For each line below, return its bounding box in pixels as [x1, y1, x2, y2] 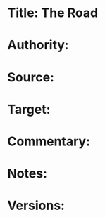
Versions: [7, 198, 66, 213]
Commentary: [7, 133, 90, 149]
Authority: [7, 37, 69, 53]
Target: [7, 101, 51, 117]
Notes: [7, 166, 48, 182]
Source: [7, 69, 55, 85]
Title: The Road [7, 5, 99, 21]
